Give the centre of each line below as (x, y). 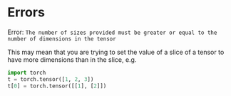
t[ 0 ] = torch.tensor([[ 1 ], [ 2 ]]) (57, 86)
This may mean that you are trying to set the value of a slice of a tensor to (116, 52)
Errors (26, 12)
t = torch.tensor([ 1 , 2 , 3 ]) (51, 79)
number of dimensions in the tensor (62, 39)
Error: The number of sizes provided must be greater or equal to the (112, 32)
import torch (27, 73)
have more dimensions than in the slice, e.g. (72, 59)
